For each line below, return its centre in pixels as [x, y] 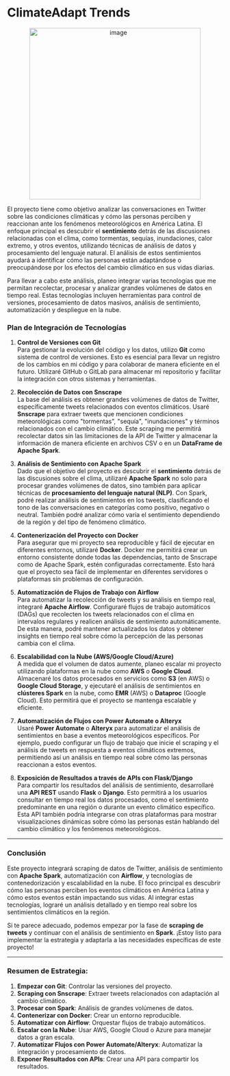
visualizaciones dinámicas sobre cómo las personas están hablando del [118, 822]
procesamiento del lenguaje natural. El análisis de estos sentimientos [104, 252]
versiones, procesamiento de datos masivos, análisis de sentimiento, [104, 302]
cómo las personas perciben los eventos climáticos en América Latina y [108, 890]
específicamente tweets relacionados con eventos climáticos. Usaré [113, 407]
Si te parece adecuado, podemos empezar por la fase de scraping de [105, 925]
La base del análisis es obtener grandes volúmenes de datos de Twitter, [118, 400]
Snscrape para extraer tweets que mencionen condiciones [100, 414]
